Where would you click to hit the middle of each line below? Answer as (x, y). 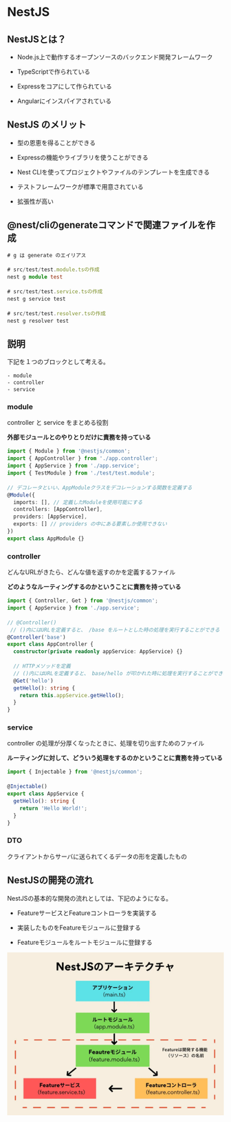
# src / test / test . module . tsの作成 (53, 270)
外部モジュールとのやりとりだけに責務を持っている (79, 437)
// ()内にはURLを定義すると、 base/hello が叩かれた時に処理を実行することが (113, 673)
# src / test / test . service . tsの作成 (55, 292)
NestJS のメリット (47, 125)
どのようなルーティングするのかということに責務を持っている (94, 587)
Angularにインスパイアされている (64, 101)
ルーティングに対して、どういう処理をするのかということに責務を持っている (115, 758)
